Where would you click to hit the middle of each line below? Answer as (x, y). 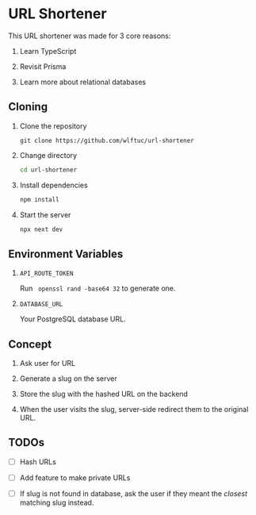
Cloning (28, 107)
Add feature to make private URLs (75, 478)
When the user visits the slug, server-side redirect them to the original (134, 409)
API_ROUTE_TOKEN (46, 274)
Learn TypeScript (48, 51)
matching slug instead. (57, 502)
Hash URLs (38, 462)
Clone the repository (53, 126)
